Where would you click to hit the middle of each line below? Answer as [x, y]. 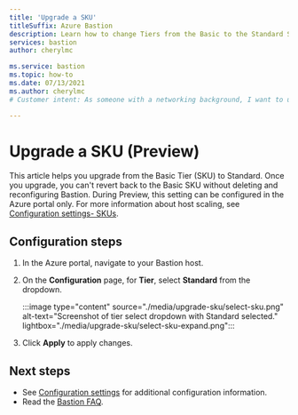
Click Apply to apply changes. [77, 343]
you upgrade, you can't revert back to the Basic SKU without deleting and [144, 185]
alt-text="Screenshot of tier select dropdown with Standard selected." [150, 316]
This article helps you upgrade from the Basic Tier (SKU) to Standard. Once [147, 176]
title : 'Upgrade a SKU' [53, 17]
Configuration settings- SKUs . [64, 213]
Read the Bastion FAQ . [63, 402]
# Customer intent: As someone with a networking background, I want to [146, 100]
